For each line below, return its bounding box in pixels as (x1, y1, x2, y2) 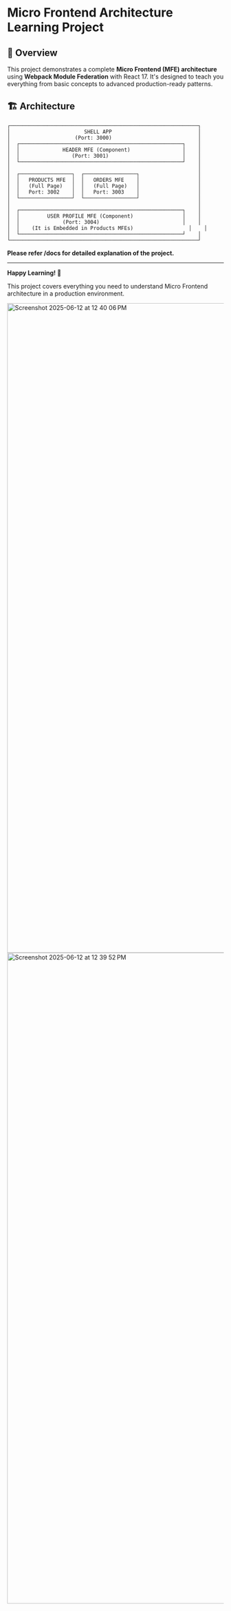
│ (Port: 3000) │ (7, 134, 201, 141)
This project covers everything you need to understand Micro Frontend (7, 282, 208, 290)
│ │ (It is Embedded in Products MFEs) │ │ (7, 225, 208, 231)
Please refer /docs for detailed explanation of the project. (7, 249, 175, 257)
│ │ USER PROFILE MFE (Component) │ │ (7, 212, 201, 220)
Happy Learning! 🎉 (7, 269, 62, 277)
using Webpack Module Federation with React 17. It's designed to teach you (7, 72, 224, 81)
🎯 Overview (7, 47, 58, 59)
